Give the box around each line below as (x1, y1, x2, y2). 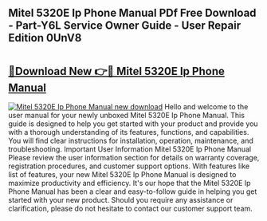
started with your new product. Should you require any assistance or (8, 195, 234, 204)
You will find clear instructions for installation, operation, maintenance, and (8, 136, 253, 145)
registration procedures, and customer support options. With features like (8, 161, 249, 171)
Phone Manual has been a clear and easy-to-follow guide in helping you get (8, 187, 257, 196)
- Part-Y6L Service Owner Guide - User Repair (8, 19, 241, 33)
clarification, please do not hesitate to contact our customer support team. (8, 203, 253, 213)
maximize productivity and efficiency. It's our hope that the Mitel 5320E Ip (8, 179, 251, 187)
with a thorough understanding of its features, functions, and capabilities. (8, 128, 249, 136)
